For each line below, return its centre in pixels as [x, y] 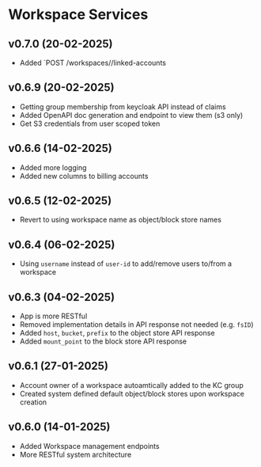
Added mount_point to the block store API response [103, 341]
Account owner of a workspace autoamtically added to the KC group [131, 385]
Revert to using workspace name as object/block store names [120, 220]
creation [33, 402]
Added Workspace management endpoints [89, 446]
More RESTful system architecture [76, 454]
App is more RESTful [53, 316]
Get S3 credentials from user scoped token [90, 123]
